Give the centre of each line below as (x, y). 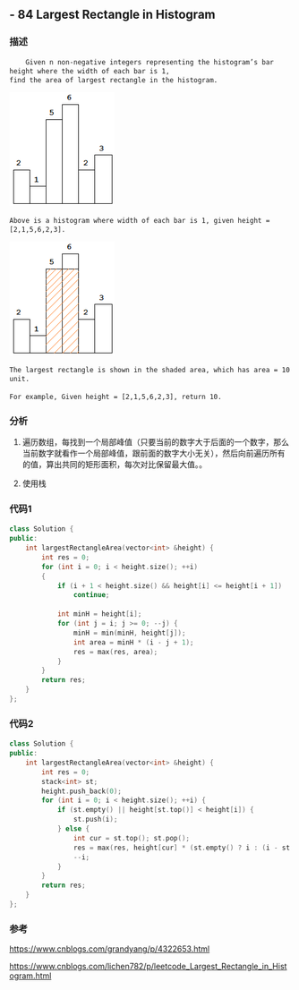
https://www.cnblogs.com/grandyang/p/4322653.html (110, 949)
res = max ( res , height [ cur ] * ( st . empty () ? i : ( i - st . (184, 848)
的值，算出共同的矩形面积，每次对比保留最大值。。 (115, 464)
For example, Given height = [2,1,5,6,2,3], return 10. (115, 397)
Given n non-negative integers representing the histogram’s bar (150, 62)
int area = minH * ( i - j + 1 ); (133, 642)
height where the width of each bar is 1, (90, 71)
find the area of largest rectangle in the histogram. (114, 80)
